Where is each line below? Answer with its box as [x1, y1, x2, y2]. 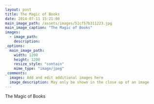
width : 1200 [14, 52, 38, 58]
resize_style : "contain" [14, 62, 64, 66]
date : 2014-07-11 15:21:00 [5, 16, 60, 21]
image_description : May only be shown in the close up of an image [9, 80, 150, 84]
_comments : [5, 71, 27, 76]
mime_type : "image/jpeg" [14, 66, 64, 71]
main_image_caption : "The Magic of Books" [5, 25, 93, 30]
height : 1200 [14, 57, 40, 62]
